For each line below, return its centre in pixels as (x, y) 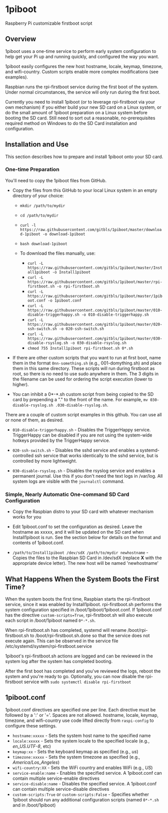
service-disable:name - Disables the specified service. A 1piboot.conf (85, 783)
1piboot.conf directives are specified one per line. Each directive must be (80, 710)
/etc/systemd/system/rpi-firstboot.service (49, 646)
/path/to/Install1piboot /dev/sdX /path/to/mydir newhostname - (80, 553)
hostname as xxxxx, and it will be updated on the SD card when (78, 532)
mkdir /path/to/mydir (42, 206)
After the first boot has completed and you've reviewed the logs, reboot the (83, 671)
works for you (27, 517)
